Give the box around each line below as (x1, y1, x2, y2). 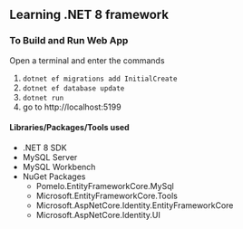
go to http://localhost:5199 (22, 101, 121, 112)
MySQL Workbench (22, 161, 96, 172)
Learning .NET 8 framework (9, 7, 170, 23)
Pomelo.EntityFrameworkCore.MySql (35, 180, 174, 191)
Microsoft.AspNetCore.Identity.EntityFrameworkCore (35, 199, 234, 211)
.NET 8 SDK (22, 142, 67, 153)
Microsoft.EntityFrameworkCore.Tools (35, 190, 179, 201)
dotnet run (22, 93, 64, 102)
